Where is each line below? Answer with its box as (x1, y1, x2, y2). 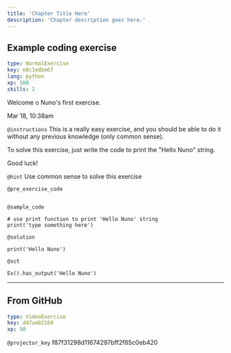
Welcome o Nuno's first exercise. (7, 98, 101, 107)
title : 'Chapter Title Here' (7, 10, 91, 17)
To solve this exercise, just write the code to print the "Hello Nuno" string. (7, 145, 215, 153)
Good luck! (7, 159, 38, 167)
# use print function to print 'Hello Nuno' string (7, 215, 158, 222)
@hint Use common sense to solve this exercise (7, 172, 142, 180)
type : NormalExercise (7, 60, 69, 67)
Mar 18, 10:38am (7, 111, 54, 120)
